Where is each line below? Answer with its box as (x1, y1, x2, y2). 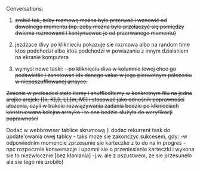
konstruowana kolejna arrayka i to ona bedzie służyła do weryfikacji (6, 109, 173, 115)
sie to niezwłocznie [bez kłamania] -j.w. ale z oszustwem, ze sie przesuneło (6, 152, 192, 159)
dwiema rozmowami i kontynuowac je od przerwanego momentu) (14, 29, 177, 36)
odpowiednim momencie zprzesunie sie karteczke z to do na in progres (6, 139, 182, 146)
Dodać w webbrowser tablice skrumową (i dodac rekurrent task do (6, 127, 171, 133)
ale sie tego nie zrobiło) (6, 158, 64, 165)
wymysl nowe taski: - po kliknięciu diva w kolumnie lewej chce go (14, 65, 177, 72)
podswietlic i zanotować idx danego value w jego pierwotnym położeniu (14, 72, 192, 78)
